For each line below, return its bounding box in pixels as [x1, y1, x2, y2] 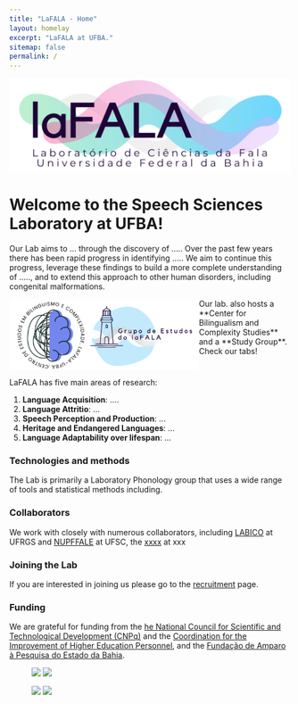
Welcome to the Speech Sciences [9, 195, 263, 215]
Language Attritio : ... [21, 404, 101, 415]
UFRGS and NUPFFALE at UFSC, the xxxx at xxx [9, 536, 186, 547]
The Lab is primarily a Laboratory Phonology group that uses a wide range [9, 475, 283, 485]
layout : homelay [9, 23, 70, 33]
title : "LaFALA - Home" [9, 14, 98, 23]
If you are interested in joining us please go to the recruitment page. [9, 578, 259, 589]
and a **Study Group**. [199, 335, 287, 347]
